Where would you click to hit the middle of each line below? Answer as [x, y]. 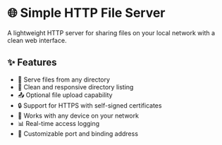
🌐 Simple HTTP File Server [86, 13]
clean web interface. [37, 40]
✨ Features [32, 62]
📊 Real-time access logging [58, 123]
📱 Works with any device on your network [78, 115]
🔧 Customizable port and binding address [78, 133]
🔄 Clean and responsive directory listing [75, 87]
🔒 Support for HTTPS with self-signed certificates [90, 105]
